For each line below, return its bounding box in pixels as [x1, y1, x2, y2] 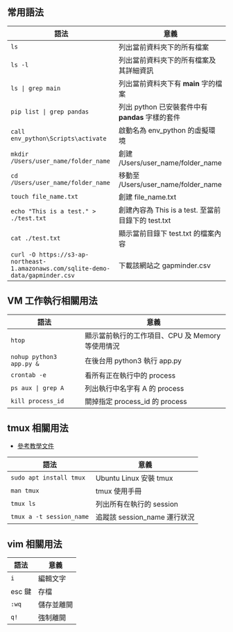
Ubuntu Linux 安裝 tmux [96, 473, 173, 483]
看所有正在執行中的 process [85, 370, 175, 380]
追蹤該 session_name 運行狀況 [96, 512, 195, 522]
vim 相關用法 [7, 538, 62, 550]
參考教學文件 [17, 442, 54, 450]
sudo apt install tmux [10, 474, 85, 482]
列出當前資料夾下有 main [118, 78, 200, 88]
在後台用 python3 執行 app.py [85, 355, 182, 365]
